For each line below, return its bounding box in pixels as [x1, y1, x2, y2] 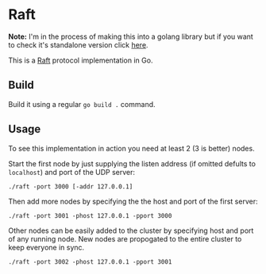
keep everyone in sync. [8, 242, 85, 252]
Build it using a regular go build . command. [8, 99, 156, 108]
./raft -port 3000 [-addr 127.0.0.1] [8, 182, 133, 191]
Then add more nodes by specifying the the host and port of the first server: [8, 196, 258, 206]
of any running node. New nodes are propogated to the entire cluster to [8, 234, 242, 243]
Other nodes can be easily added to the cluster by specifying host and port [8, 226, 254, 235]
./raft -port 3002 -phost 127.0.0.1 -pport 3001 [8, 257, 172, 266]
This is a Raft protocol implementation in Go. [8, 55, 153, 65]
